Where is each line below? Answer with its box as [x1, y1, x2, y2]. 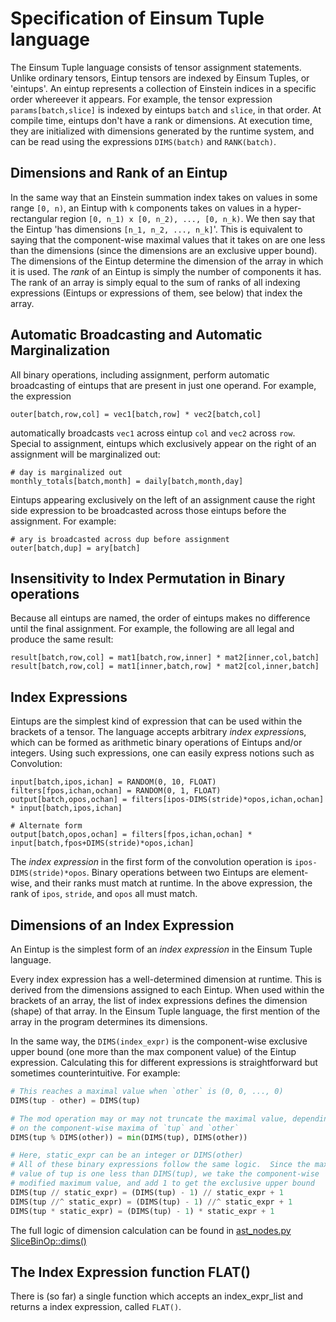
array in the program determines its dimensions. [10, 1016, 208, 1027]
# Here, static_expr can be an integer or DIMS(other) [10, 1150, 244, 1161]
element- [271, 867, 309, 879]
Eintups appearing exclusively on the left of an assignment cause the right [10, 493, 316, 506]
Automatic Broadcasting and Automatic [10, 327, 263, 344]
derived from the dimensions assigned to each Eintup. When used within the [10, 984, 325, 996]
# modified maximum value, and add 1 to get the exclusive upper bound [10, 1178, 315, 1188]
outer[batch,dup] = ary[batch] [10, 543, 141, 553]
